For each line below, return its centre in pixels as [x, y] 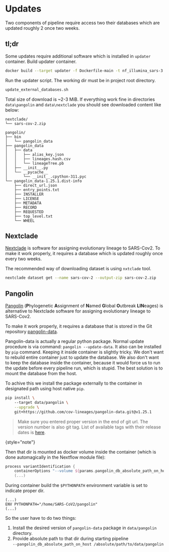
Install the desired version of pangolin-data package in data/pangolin [84, 528]
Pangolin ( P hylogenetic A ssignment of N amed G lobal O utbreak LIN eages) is [84, 306]
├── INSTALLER [29, 194]
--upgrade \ [27, 407]
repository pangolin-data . [32, 331]
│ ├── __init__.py [27, 168]
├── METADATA [28, 203]
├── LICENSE [27, 199]
